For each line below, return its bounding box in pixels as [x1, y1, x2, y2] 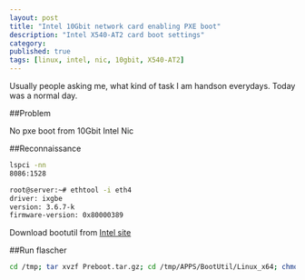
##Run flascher [9, 245, 67, 255]
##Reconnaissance [9, 143, 82, 154]
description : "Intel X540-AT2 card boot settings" [9, 30, 205, 39]
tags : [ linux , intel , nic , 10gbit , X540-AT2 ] [9, 55, 184, 65]
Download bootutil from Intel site [9, 227, 132, 238]
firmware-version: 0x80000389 [9, 211, 124, 220]
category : [9, 38, 47, 48]
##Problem [9, 108, 52, 118]
